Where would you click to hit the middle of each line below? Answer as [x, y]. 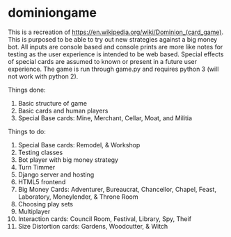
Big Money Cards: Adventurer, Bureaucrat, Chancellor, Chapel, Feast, [117, 189]
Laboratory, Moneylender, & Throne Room [78, 197]
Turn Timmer [37, 167]
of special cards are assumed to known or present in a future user [103, 61]
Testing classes [40, 152]
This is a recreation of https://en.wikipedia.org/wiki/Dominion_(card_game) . [116, 32]
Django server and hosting [56, 174]
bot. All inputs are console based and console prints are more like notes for [115, 47]
